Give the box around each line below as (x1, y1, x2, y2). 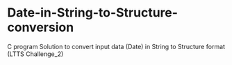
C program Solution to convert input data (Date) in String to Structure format (7, 42, 226, 50)
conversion (7, 19, 74, 35)
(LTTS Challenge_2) (7, 50, 64, 58)
